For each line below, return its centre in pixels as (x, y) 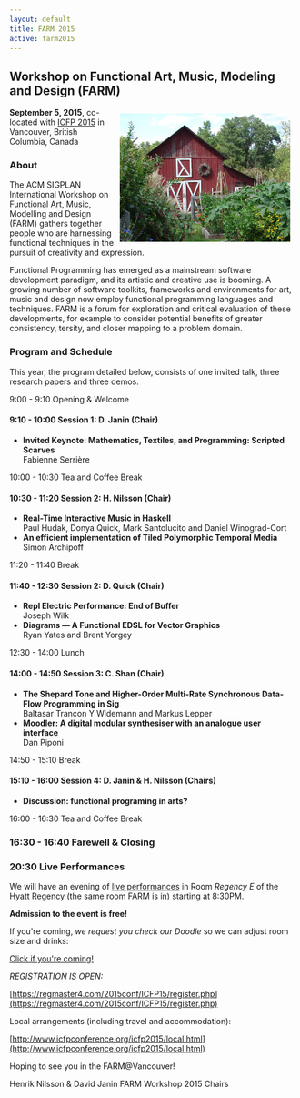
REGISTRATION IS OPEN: (56, 976)
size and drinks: (39, 941)
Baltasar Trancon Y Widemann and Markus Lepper (117, 713)
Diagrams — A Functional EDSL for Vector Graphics (121, 625)
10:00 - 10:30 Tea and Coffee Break (76, 477)
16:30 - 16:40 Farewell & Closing (82, 842)
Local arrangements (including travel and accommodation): (120, 1022)
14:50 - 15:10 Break (45, 759)
